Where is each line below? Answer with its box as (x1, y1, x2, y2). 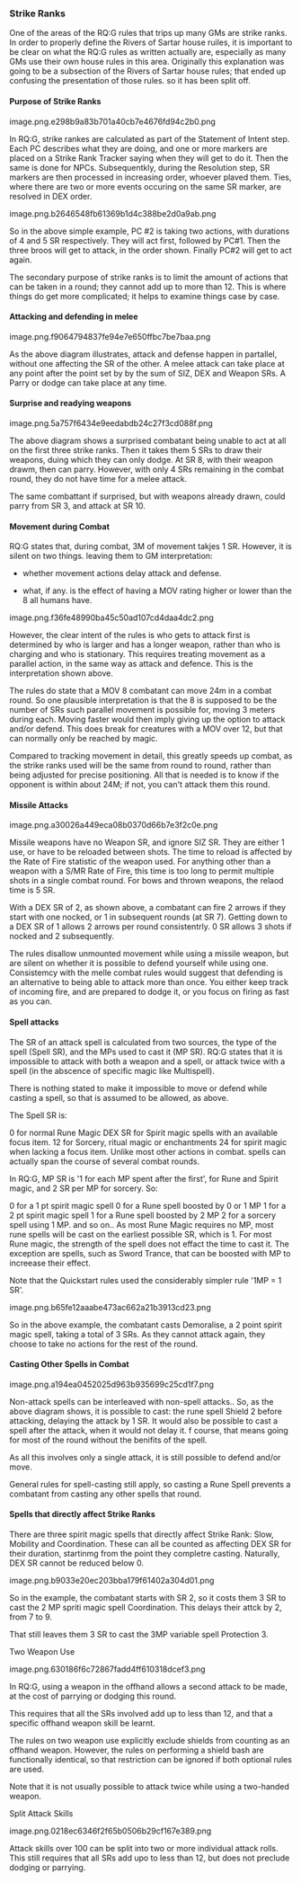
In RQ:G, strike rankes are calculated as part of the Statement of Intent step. (9, 133, 290, 144)
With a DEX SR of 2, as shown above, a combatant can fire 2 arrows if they (9, 902, 286, 913)
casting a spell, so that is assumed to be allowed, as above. (9, 1092, 229, 1103)
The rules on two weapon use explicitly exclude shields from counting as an (9, 1735, 290, 1745)
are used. (9, 1763, 45, 1774)
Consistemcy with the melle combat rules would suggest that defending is (9, 967, 283, 978)
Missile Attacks (9, 799, 69, 811)
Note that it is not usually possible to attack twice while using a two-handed (9, 1780, 290, 1791)
